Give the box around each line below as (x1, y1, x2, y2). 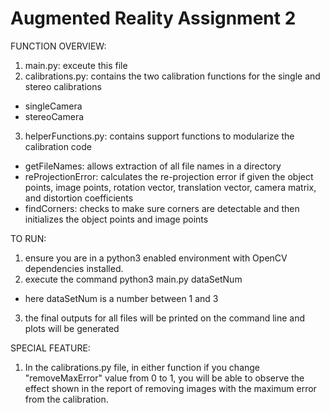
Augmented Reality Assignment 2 (10, 7, 297, 30)
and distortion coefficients (24, 192, 134, 204)
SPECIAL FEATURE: (10, 342, 91, 354)
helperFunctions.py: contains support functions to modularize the (24, 130, 295, 142)
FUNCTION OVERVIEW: (10, 40, 107, 52)
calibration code (24, 140, 92, 152)
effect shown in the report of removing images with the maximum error (24, 382, 317, 394)
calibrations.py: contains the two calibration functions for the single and (24, 70, 321, 82)
